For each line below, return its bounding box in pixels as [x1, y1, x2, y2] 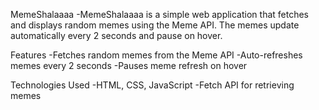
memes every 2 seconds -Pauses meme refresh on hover [10, 60, 248, 71]
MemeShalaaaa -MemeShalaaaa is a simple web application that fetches [10, 9, 309, 20]
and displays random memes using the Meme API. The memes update [10, 19, 300, 31]
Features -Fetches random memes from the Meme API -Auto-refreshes [10, 49, 303, 61]
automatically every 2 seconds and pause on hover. [10, 30, 223, 41]
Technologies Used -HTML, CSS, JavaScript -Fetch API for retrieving [10, 79, 295, 91]
